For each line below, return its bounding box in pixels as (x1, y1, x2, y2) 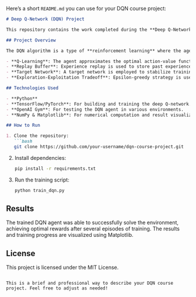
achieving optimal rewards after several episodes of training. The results (6, 225, 180, 232)
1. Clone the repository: (6, 133, 69, 139)
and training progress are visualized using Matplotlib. (6, 232, 134, 239)
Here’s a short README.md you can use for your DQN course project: (6, 5, 166, 12)
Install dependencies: (14, 154, 66, 161)
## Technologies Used (6, 85, 59, 91)
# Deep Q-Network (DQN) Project (6, 16, 85, 22)
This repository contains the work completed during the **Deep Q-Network (6, 26, 192, 33)
